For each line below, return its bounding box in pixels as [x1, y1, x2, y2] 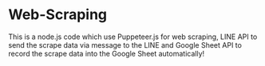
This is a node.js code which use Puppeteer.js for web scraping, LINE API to [8, 32, 258, 41]
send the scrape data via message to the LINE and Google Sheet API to [8, 40, 242, 49]
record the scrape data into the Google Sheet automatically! [8, 49, 205, 58]
